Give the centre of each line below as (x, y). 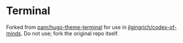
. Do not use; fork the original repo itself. (70, 33)
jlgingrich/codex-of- (152, 27)
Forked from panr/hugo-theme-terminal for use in (66, 27)
